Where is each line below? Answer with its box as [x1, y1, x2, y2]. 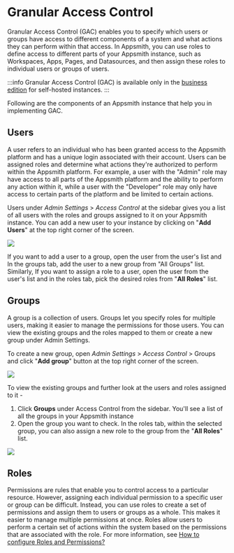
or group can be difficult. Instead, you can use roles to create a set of [7, 501, 207, 509]
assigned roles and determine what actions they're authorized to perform [7, 160, 218, 168]
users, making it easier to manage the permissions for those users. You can [7, 321, 225, 329]
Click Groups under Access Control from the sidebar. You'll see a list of [17, 404, 224, 412]
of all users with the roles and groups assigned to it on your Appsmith [7, 210, 207, 219]
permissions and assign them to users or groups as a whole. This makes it [7, 508, 221, 517]
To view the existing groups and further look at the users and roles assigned [7, 383, 226, 392]
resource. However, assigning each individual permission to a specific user [7, 494, 223, 502]
